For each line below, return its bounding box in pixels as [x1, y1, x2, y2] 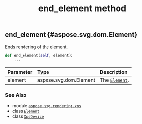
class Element [12, 108, 40, 114]
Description [99, 69, 128, 75]
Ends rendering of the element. [5, 44, 68, 50]
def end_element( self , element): [5, 53, 73, 58]
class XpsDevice [12, 113, 44, 119]
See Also [5, 92, 27, 99]
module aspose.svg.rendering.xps [12, 102, 82, 108]
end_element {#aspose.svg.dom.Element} [5, 30, 138, 39]
